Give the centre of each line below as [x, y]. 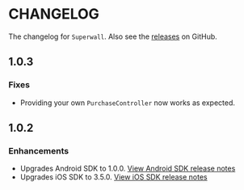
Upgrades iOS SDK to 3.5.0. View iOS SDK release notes [114, 177]
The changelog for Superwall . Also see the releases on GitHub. [113, 36]
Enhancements [39, 150]
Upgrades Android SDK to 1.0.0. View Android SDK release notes [128, 169]
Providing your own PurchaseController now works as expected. [128, 103]
